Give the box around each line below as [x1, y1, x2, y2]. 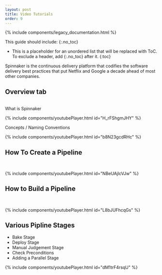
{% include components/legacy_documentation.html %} [5, 30, 117, 36]
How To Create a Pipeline [5, 148, 82, 157]
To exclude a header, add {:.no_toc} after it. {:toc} [12, 54, 111, 59]
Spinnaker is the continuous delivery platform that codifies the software [5, 63, 148, 69]
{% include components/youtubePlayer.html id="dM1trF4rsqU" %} [5, 264, 138, 270]
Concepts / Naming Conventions [5, 125, 70, 131]
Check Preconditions [12, 250, 54, 255]
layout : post [5, 7, 32, 12]
